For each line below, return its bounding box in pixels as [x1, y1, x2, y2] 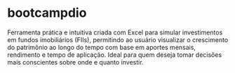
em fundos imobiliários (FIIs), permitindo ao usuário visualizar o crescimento [7, 35, 229, 44]
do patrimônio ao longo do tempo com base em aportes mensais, [7, 43, 196, 51]
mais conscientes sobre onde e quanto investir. [7, 58, 144, 66]
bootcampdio [7, 5, 87, 21]
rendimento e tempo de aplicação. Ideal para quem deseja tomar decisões [7, 51, 222, 59]
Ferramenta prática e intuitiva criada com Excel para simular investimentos [7, 28, 223, 36]
